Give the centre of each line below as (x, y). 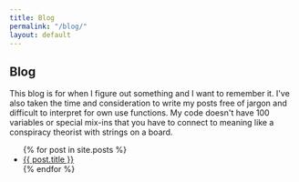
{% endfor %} (49, 169)
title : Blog (32, 18)
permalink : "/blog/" (49, 26)
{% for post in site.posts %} (75, 150)
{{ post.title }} (48, 159)
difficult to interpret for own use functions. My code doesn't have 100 (140, 113)
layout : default (40, 35)
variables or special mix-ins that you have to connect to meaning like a (142, 123)
